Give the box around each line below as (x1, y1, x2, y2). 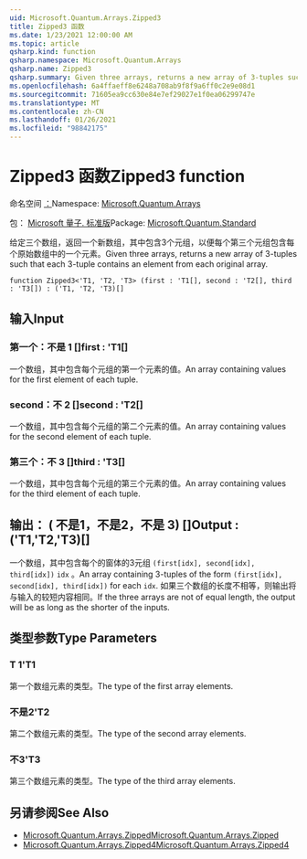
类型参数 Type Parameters (9, 631, 158, 646)
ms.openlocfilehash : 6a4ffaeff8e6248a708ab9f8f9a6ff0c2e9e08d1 (9, 81, 256, 90)
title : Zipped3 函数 (9, 22, 85, 31)
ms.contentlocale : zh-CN (9, 107, 104, 116)
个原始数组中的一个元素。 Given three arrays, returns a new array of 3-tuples (9, 248, 298, 259)
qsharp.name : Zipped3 (9, 65, 92, 74)
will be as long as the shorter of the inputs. (9, 602, 171, 613)
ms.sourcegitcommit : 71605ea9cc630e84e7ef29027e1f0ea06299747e (9, 90, 256, 99)
